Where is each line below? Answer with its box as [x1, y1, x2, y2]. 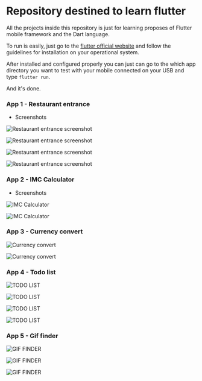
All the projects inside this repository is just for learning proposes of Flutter [6, 24, 192, 31]
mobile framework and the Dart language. [6, 30, 110, 37]
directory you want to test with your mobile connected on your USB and [6, 66, 185, 74]
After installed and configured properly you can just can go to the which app [6, 60, 196, 68]
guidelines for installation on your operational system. [6, 48, 140, 55]
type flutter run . [6, 73, 51, 80]
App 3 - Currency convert [6, 227, 83, 236]
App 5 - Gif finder [6, 332, 58, 340]
